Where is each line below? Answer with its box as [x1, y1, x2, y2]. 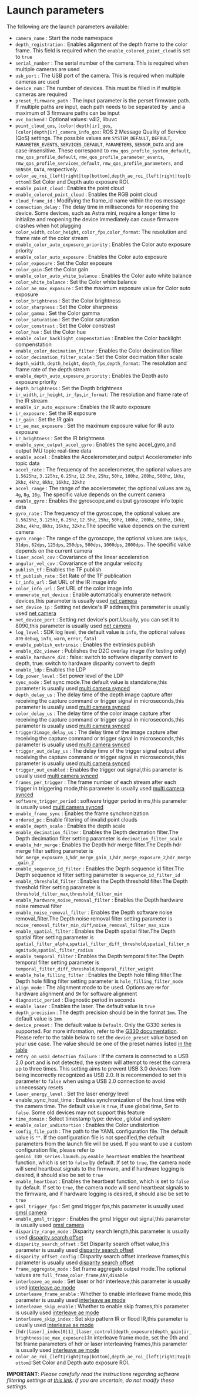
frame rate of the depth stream [15, 365, 90, 373]
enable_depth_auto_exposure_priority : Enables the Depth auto [15, 372, 169, 379]
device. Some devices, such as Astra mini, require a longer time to [15, 210, 176, 217]
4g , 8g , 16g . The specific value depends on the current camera [15, 491, 166, 498]
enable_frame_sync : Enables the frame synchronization [15, 810, 149, 817]
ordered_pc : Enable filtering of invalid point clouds [15, 816, 137, 823]
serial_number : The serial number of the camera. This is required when [15, 59, 189, 67]
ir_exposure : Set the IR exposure [15, 410, 96, 417]
